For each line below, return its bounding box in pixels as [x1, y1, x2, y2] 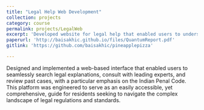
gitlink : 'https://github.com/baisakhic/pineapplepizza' [6, 43, 154, 49]
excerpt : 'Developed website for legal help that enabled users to [6, 31, 181, 37]
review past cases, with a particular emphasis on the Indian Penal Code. [6, 77, 186, 85]
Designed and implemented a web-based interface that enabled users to [6, 64, 188, 71]
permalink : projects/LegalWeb [6, 25, 83, 32]
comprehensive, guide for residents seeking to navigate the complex [6, 90, 178, 97]
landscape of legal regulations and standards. [6, 96, 121, 103]
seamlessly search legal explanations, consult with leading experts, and [6, 71, 186, 78]
